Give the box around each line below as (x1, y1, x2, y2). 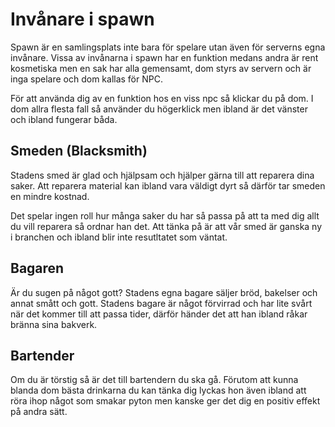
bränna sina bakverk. (10, 318, 98, 330)
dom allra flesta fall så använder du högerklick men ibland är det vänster (10, 103, 308, 115)
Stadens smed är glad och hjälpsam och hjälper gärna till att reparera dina (10, 169, 315, 181)
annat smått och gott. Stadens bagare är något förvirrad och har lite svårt (10, 297, 313, 309)
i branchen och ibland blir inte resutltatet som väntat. (10, 231, 228, 243)
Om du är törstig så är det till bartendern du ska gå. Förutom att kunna (10, 374, 299, 386)
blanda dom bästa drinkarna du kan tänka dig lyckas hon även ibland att (10, 384, 307, 397)
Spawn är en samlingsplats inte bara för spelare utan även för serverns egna (10, 41, 326, 53)
